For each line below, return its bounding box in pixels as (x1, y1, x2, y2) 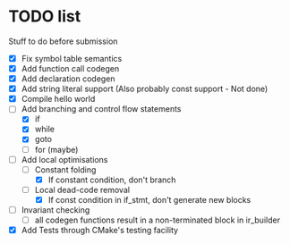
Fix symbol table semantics (21, 53, 123, 63)
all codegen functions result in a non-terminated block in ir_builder (34, 215, 281, 225)
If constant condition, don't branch (47, 174, 176, 185)
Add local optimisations (21, 154, 108, 164)
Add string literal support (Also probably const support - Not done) (21, 83, 269, 95)
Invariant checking (21, 204, 90, 215)
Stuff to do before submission (8, 36, 118, 46)
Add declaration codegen (21, 73, 115, 84)
